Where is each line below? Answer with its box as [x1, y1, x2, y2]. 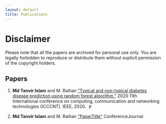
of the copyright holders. [5, 60, 56, 66]
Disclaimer [5, 33, 51, 45]
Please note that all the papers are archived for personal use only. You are [5, 50, 157, 56]
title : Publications [5, 12, 48, 17]
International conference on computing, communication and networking [12, 98, 160, 104]
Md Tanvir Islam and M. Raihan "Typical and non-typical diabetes [12, 88, 147, 94]
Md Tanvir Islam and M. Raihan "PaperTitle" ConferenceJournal [12, 114, 143, 120]
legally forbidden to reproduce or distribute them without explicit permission [5, 55, 162, 61]
